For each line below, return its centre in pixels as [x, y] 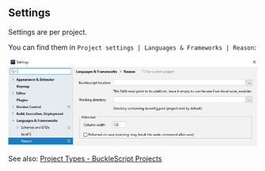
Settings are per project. [47, 32]
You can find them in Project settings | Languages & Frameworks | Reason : [132, 47]
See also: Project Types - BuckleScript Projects [85, 158]
